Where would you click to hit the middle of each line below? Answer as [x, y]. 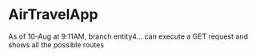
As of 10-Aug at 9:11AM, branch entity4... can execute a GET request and [128, 36]
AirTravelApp [53, 15]
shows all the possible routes [56, 44]
